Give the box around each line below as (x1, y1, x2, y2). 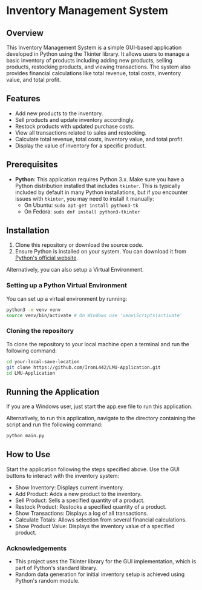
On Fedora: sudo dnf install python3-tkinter (24, 207, 140, 215)
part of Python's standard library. (15, 565, 98, 572)
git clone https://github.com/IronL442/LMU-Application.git (6, 364, 161, 370)
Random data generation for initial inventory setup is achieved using (15, 571, 185, 578)
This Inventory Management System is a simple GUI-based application (6, 44, 182, 51)
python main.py (6, 433, 45, 439)
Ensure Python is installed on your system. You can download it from (15, 248, 186, 255)
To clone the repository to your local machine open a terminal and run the (6, 340, 189, 347)
